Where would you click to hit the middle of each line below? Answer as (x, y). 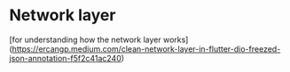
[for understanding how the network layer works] (99, 40)
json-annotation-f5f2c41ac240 (65, 58)
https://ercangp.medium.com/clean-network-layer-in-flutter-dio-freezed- (146, 48)
